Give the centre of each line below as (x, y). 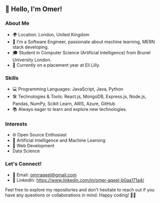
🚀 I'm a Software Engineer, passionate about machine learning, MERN (83, 42)
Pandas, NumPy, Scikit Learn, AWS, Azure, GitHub (64, 103)
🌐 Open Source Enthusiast (40, 135)
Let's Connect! (23, 164)
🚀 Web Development (33, 146)
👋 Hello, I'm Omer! (34, 9)
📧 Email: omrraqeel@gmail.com (44, 175)
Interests (16, 124)
